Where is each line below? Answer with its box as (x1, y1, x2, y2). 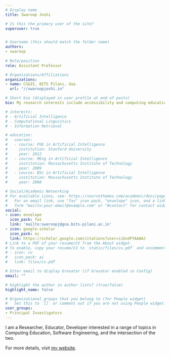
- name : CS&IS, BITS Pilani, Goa (5, 82, 76, 87)
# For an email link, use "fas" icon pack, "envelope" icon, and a (5, 198, 155, 203)
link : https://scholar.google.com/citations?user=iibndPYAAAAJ (10, 236, 146, 241)
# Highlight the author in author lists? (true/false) (5, 282, 123, 288)
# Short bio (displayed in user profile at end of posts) (5, 96, 130, 101)
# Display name (5, 7, 37, 13)
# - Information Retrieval (5, 124, 62, 129)
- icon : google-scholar (5, 226, 56, 231)
